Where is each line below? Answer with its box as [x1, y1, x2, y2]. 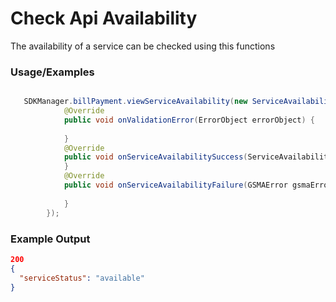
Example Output [10, 232, 91, 246]
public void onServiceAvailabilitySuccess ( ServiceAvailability [63, 152, 333, 162]
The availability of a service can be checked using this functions [10, 40, 276, 52]
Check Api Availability [10, 7, 198, 30]
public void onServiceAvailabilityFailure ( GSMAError [63, 180, 288, 191]
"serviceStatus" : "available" [19, 273, 145, 283]
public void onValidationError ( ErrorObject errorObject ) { [63, 115, 315, 125]
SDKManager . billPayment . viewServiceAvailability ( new [23, 97, 248, 107]
